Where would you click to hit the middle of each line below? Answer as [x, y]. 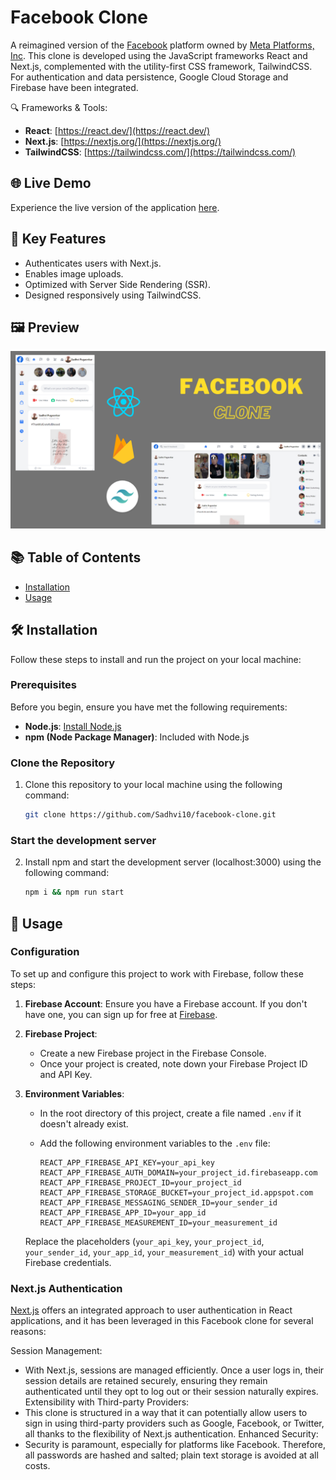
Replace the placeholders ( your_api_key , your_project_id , [144, 1241]
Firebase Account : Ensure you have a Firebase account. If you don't [166, 1003]
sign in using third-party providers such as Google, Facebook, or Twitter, [174, 1423]
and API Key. [66, 1074]
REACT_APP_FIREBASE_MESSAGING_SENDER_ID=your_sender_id [158, 1202]
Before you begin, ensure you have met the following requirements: [149, 707]
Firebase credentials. [68, 1262]
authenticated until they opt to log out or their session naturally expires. [171, 1392]
